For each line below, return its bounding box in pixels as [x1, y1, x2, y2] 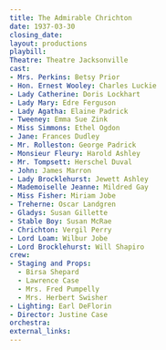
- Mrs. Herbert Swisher [17, 293, 108, 302]
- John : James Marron [9, 166, 92, 175]
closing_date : [9, 30, 64, 39]
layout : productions [9, 38, 88, 48]
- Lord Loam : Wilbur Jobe [9, 233, 108, 242]
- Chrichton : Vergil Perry [9, 225, 112, 234]
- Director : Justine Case [9, 310, 108, 319]
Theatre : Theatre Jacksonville [9, 56, 129, 65]
